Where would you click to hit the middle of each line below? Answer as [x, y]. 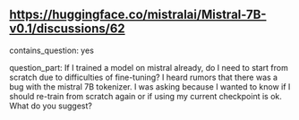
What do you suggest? [51, 106]
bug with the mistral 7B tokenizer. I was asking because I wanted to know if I [150, 86]
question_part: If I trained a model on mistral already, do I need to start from [149, 67]
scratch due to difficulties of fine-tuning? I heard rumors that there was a [144, 77]
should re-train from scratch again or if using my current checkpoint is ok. [145, 96]
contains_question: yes [51, 50]
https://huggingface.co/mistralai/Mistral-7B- [138, 15]
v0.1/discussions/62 [67, 29]
